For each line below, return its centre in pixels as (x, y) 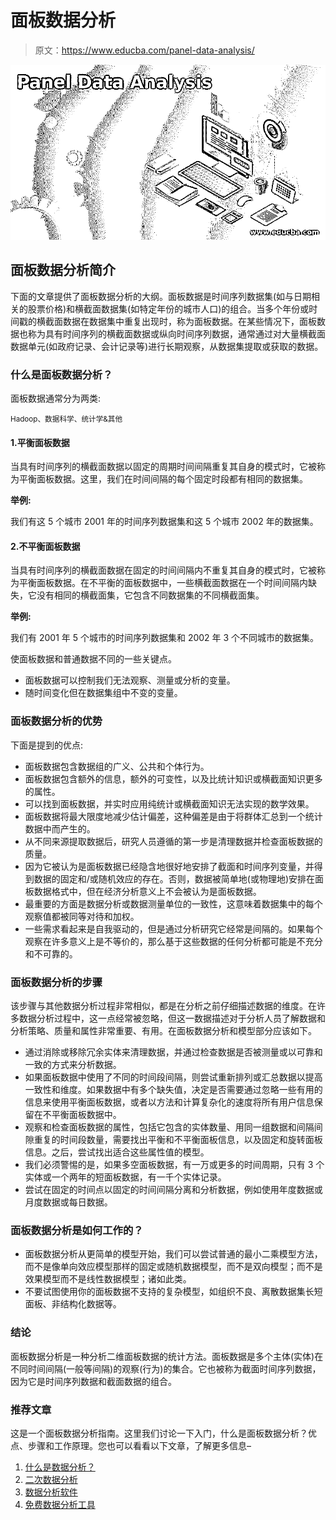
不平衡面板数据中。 (82, 1115)
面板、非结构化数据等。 (73, 1304)
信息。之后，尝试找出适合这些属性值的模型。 (117, 1152)
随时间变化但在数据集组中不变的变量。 (103, 693)
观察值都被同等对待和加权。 (82, 916)
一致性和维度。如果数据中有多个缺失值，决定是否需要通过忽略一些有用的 (173, 1090)
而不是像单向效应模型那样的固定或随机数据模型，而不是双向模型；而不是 (173, 1267)
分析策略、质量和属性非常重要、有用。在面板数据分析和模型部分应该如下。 (163, 1031)
